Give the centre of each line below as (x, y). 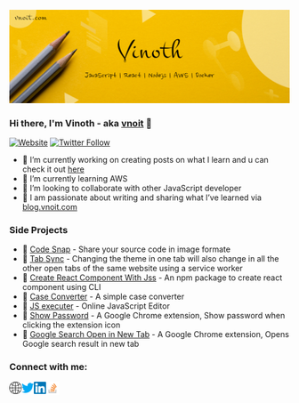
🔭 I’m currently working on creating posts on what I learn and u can (145, 160)
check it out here (53, 169)
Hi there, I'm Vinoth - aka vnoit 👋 (81, 123)
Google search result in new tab (81, 344)
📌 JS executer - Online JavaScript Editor (96, 306)
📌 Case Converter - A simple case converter (103, 297)
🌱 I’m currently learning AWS (75, 179)
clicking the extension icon (71, 325)
